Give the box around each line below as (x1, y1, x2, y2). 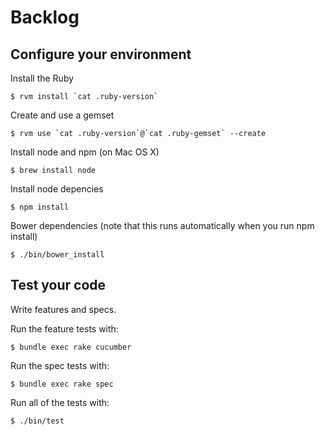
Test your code (10, 277, 107, 294)
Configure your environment (10, 46, 192, 63)
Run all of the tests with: (10, 396, 110, 408)
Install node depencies (10, 183, 104, 195)
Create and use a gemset (10, 109, 115, 121)
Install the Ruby (10, 72, 75, 84)
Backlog (10, 6, 80, 29)
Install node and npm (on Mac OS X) (10, 146, 160, 158)
